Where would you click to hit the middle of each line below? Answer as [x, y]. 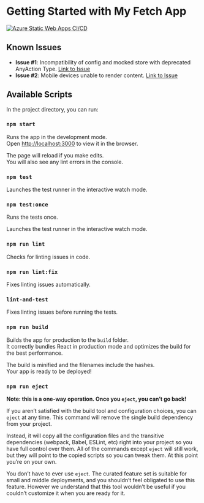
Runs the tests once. [32, 217]
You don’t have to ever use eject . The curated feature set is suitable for [96, 474]
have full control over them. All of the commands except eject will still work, [102, 448]
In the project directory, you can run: [52, 109]
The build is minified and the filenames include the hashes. [81, 365]
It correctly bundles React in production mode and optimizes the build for [99, 346]
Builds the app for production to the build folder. [68, 340]
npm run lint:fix [32, 272]
